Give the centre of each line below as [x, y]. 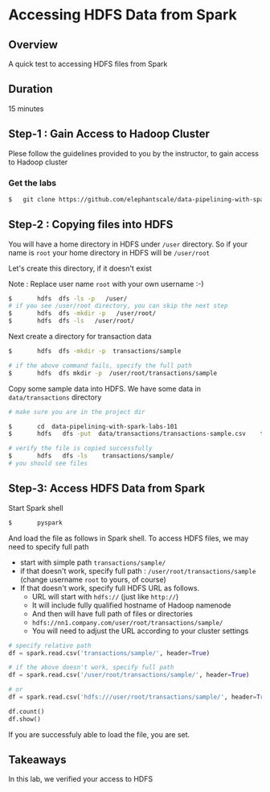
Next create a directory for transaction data [80, 337]
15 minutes [26, 108]
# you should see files [48, 464]
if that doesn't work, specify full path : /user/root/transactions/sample [138, 570]
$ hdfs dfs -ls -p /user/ [68, 299]
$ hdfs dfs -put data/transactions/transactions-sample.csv [127, 434]
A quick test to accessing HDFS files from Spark [88, 64]
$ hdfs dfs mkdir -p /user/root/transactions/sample [113, 373]
